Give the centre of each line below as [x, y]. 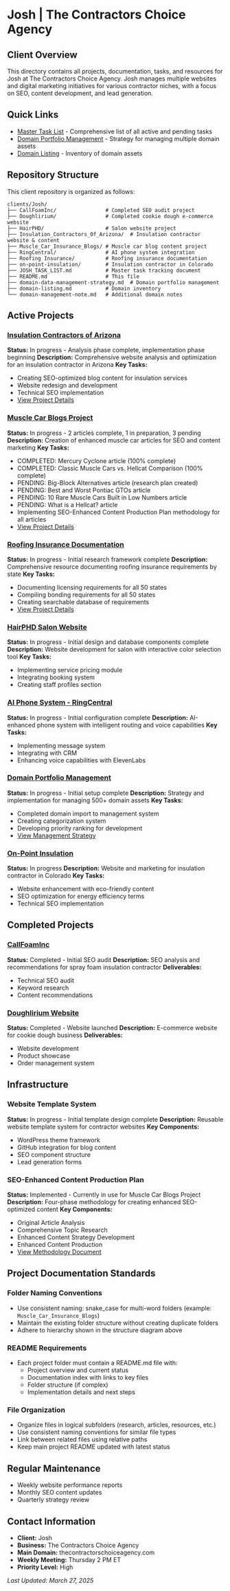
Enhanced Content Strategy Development [76, 1237]
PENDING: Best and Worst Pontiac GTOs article [84, 490]
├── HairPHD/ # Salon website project [92, 228]
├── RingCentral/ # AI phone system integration [101, 252]
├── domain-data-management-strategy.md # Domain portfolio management [113, 282]
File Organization [36, 1409]
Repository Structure [53, 175]
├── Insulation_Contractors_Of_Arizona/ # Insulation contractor [104, 234]
